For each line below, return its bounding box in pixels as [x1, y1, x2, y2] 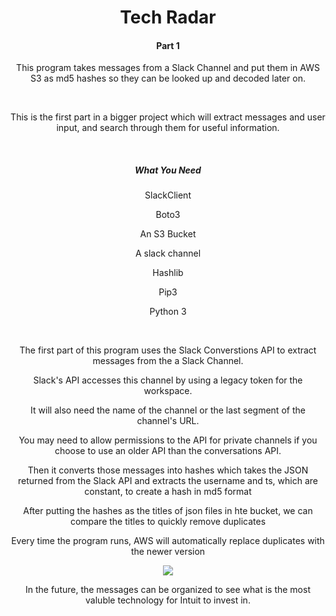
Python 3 [149, 306, 187, 318]
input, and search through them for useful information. [56, 122, 280, 134]
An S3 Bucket [139, 228, 197, 240]
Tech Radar [119, 6, 217, 29]
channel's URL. [136, 415, 200, 427]
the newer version [130, 546, 206, 558]
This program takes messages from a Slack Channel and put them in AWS [16, 62, 320, 74]
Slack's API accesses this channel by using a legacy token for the [33, 374, 303, 386]
